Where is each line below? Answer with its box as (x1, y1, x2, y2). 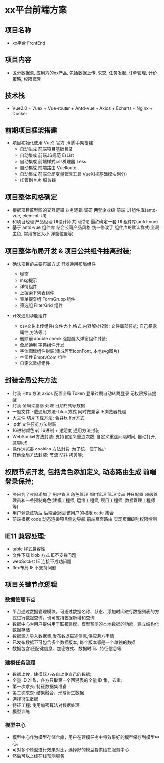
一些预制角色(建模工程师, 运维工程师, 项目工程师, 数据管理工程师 (25, 497, 155, 503)
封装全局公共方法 (5, 376, 57, 385)
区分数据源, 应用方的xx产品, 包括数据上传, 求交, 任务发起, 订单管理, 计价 (12, 70, 157, 76)
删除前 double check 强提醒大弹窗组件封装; (19, 336, 107, 342)
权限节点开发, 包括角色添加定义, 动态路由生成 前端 (5, 468, 156, 476)
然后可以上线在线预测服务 (12, 753, 65, 759)
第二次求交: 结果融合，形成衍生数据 (12, 690, 84, 696)
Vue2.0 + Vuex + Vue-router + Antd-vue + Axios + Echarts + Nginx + (12, 105, 153, 111)
